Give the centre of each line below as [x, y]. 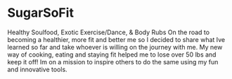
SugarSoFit [40, 13]
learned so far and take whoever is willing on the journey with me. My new [115, 47]
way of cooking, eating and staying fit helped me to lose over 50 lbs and [112, 55]
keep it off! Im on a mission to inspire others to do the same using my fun [113, 62]
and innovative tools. [38, 69]
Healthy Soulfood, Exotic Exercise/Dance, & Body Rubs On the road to [108, 32]
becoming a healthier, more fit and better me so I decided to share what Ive [116, 39]
